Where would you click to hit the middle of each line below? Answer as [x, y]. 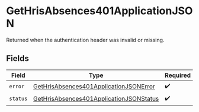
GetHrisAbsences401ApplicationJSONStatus [96, 99]
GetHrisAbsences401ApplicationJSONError [94, 87]
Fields [18, 58]
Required [178, 75]
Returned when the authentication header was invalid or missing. [85, 40]
